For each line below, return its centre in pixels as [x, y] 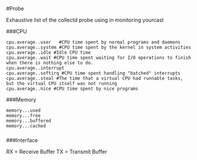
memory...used [24, 110]
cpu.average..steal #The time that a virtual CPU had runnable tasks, [95, 79]
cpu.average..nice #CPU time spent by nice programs [72, 89]
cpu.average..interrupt [35, 68]
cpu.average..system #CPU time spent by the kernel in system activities [99, 47]
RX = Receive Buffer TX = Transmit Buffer [57, 151]
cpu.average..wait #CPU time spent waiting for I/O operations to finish [99, 58]
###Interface [22, 140]
